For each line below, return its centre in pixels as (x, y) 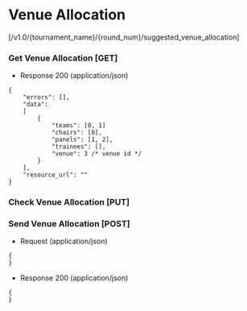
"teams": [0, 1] (78, 126)
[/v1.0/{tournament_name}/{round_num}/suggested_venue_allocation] (124, 37)
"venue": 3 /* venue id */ (97, 154)
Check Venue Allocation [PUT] (69, 202)
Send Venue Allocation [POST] (69, 224)
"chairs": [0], (77, 133)
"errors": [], (46, 97)
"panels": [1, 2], (82, 140)
